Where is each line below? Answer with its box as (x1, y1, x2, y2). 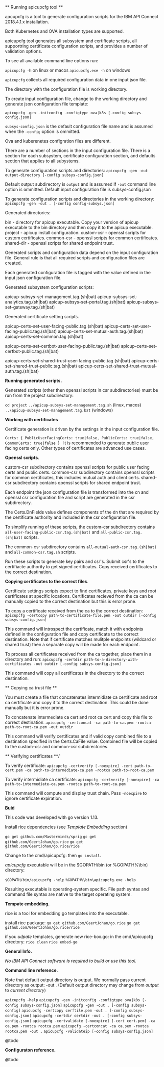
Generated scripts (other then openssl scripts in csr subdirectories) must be (5, 387, 158, 393)
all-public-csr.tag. (100, 530, 142, 535)
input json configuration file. (5, 275, 62, 280)
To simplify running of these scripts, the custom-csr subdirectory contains (5, 524, 155, 530)
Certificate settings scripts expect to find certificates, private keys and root (5, 588, 157, 594)
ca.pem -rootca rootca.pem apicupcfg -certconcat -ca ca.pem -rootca (5, 1024, 149, 1029)
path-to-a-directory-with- (84, 657, 139, 662)
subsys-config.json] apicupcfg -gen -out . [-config (20, 1003, 129, 1008)
